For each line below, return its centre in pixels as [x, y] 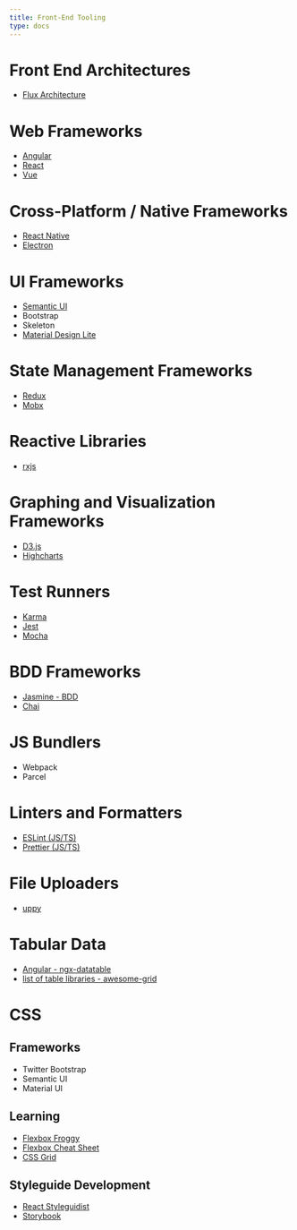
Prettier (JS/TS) [51, 847]
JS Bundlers [55, 743]
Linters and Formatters [96, 813]
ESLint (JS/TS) [49, 837]
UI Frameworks [67, 282]
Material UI [42, 1088]
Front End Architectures [100, 70]
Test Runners [60, 592]
